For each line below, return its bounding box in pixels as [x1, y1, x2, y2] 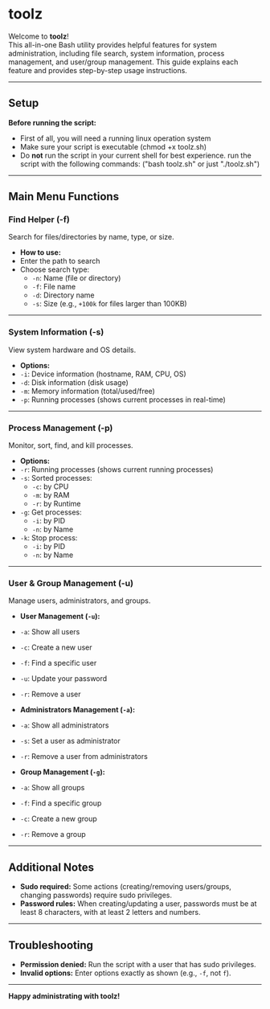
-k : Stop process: [19, 533, 78, 543]
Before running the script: [8, 117, 96, 127]
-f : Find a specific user [19, 658, 97, 668]
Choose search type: [19, 265, 90, 274]
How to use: [19, 248, 62, 257]
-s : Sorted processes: [19, 474, 92, 483]
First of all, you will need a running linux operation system [19, 133, 211, 143]
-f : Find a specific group [19, 798, 102, 808]
